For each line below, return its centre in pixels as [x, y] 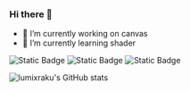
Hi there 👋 [31, 14]
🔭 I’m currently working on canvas [85, 34]
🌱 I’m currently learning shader [79, 43]
